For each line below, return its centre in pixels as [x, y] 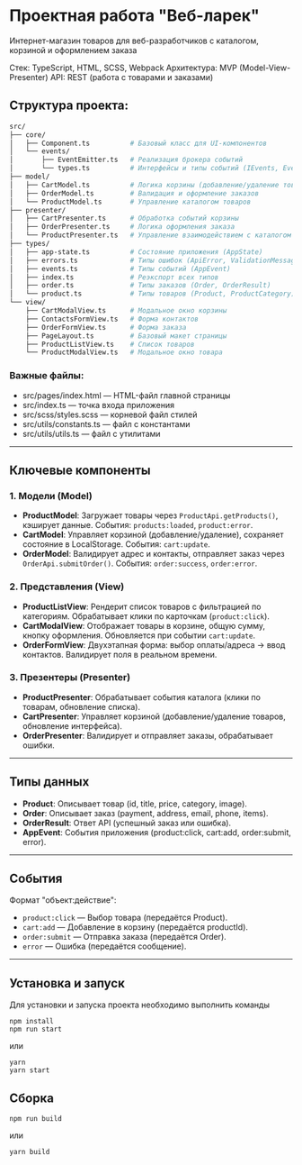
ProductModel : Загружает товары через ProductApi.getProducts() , [150, 515]
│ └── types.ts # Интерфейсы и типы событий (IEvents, [144, 168]
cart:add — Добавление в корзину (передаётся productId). [135, 927]
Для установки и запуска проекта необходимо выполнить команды [139, 1005]
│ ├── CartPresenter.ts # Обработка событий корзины [124, 218]
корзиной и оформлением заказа [73, 50]
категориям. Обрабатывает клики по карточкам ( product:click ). [146, 616]
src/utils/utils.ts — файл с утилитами [91, 433]
